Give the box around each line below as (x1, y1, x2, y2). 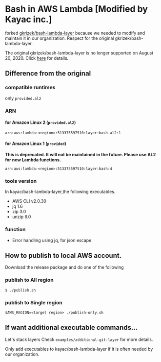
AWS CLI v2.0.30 (12, 198, 46, 204)
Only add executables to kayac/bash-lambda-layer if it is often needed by (5, 346, 153, 352)
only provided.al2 (5, 95, 41, 101)
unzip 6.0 (12, 214, 31, 220)
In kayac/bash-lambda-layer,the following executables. (5, 189, 116, 194)
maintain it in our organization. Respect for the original (5, 35, 114, 41)
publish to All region (5, 277, 54, 284)
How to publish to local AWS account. (5, 251, 122, 260)
